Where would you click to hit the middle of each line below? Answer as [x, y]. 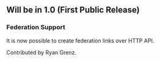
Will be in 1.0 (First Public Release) [73, 10]
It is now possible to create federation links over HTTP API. [80, 40]
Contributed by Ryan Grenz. [41, 52]
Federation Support [36, 27]
